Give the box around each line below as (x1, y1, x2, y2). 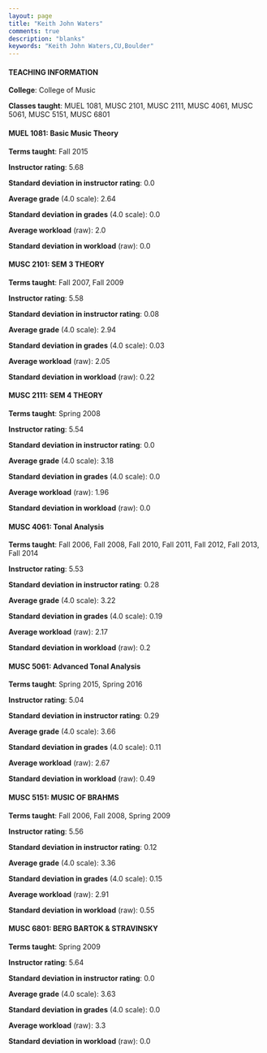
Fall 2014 (8, 548, 39, 558)
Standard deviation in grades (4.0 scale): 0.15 (8, 873, 162, 883)
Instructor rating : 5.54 (8, 424, 84, 434)
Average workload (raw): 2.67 (8, 758, 110, 768)
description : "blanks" (8, 34, 85, 43)
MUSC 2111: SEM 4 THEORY (8, 391, 103, 401)
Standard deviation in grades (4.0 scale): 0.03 (8, 340, 165, 350)
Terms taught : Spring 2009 (8, 942, 101, 951)
